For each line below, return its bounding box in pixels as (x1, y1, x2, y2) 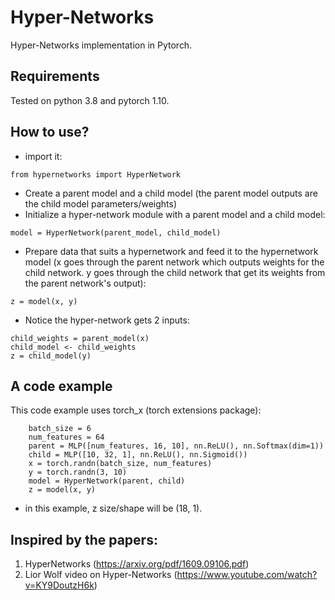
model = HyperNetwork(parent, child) (28, 476, 186, 486)
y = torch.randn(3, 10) (28, 467, 128, 478)
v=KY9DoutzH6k (24, 579, 95, 591)
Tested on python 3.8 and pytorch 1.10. (10, 94, 170, 106)
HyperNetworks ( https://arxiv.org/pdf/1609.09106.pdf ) (24, 558, 250, 570)
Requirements (10, 68, 100, 85)
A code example (10, 377, 113, 395)
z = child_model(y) (10, 351, 92, 361)
